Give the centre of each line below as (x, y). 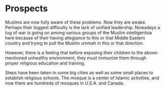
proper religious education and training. (45, 63)
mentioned (16, 58)
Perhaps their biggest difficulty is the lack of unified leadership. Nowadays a (82, 27)
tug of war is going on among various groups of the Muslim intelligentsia (79, 32)
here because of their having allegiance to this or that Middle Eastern (75, 38)
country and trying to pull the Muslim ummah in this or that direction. (75, 43)
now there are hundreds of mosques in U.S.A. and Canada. (65, 83)
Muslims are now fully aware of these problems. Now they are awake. (76, 22)
